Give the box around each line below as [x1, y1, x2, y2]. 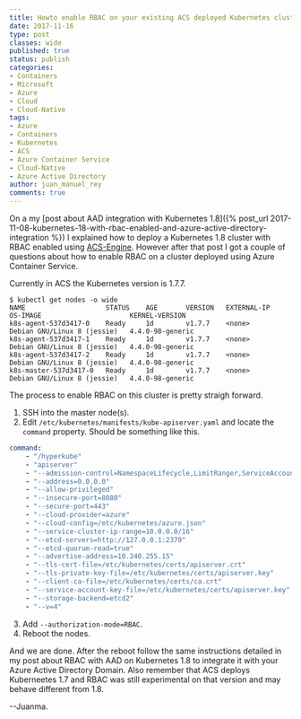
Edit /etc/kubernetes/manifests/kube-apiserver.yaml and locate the [21, 416, 275, 427]
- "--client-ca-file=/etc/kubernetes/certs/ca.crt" [25, 577, 222, 586]
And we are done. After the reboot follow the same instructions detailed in [9, 645, 282, 656]
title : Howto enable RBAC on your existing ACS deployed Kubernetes [9, 13, 271, 22]
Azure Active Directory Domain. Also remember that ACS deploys [9, 664, 251, 675]
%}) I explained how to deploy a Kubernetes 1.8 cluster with [50, 232, 271, 242]
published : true [9, 47, 70, 56]
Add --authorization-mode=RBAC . [21, 618, 143, 629]
